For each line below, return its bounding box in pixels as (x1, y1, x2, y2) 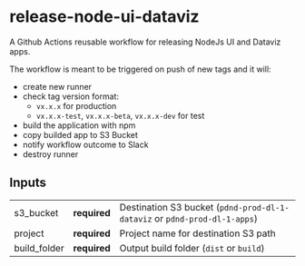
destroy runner (22, 148, 79, 160)
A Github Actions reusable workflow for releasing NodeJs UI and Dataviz (9, 36, 281, 47)
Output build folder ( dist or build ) (119, 241, 265, 254)
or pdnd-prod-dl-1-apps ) (153, 212, 259, 224)
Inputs (9, 175, 47, 191)
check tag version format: (22, 91, 120, 102)
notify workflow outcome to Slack (22, 139, 149, 150)
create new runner (22, 81, 93, 92)
